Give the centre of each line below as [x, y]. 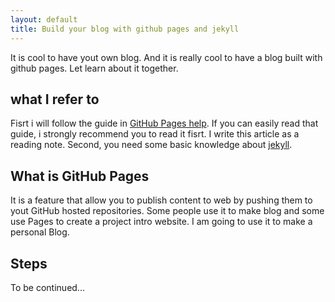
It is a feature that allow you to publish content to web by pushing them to [161, 200]
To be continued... [47, 287]
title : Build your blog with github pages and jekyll [125, 29]
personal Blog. [40, 232]
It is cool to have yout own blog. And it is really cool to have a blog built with [166, 57]
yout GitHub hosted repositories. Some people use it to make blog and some [167, 211]
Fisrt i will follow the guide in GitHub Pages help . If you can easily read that [164, 123]
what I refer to [55, 99]
